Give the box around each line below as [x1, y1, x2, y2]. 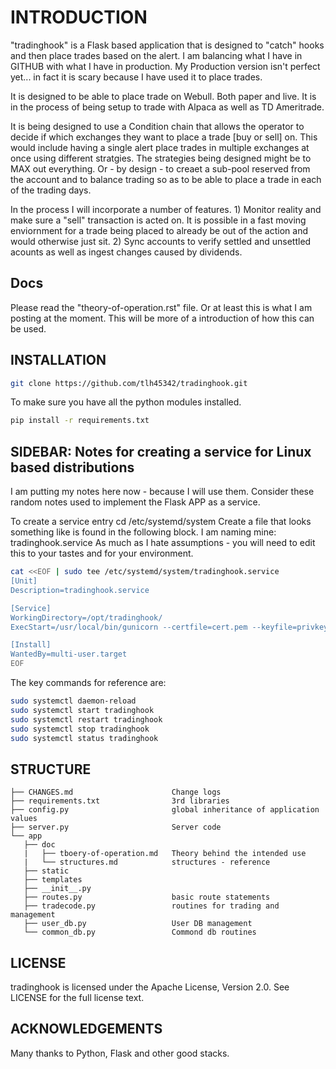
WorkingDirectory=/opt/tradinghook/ [10, 612, 163, 623]
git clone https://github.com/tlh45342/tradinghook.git [10, 378, 248, 388]
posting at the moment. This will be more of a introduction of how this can [10, 312, 315, 324]
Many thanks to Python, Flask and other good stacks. [10, 1047, 230, 1059]
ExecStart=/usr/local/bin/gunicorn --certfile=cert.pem [10, 622, 248, 632]
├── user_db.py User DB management [23, 919, 253, 929]
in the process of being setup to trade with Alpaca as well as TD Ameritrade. [10, 101, 325, 113]
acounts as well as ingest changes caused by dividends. [10, 246, 243, 258]
